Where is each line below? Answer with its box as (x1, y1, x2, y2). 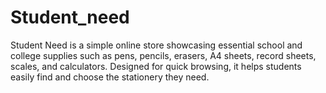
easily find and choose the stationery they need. (10, 71, 210, 83)
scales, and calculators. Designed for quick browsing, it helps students (10, 60, 302, 72)
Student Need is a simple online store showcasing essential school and (10, 39, 303, 51)
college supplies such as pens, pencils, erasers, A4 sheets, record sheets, (10, 49, 317, 61)
